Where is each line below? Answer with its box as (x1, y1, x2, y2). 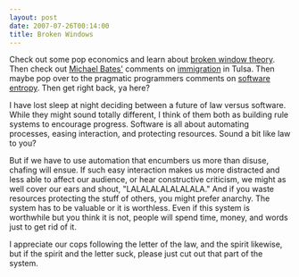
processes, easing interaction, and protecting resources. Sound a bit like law (9, 129, 291, 139)
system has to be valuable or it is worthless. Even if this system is (9, 203, 250, 214)
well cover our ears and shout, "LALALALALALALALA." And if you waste (9, 184, 275, 195)
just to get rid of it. (9, 222, 78, 232)
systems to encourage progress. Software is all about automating (9, 119, 250, 130)
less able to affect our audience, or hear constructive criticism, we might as (9, 174, 287, 185)
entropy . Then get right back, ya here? (9, 82, 150, 94)
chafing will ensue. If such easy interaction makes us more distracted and (9, 164, 280, 175)
